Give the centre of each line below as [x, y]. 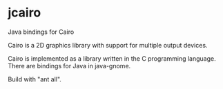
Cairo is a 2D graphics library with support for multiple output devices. [108, 45]
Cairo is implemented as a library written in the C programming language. [112, 58]
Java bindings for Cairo [41, 32]
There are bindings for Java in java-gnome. [69, 66]
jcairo [25, 13]
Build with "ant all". [35, 79]
